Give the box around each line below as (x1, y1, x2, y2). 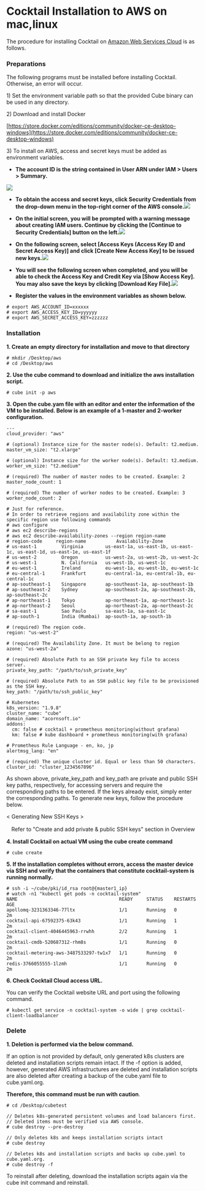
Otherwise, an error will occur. (6, 80, 83, 87)
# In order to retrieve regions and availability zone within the (6, 511, 180, 517)
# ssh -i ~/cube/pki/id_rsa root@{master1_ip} (6, 885, 128, 892)
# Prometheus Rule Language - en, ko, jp (6, 742, 114, 749)
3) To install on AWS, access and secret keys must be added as (6, 147, 167, 155)
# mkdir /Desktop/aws (6, 355, 62, 361)
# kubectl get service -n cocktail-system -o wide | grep (6, 1007, 158, 1013)
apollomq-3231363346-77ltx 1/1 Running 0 (6, 906, 177, 913)
